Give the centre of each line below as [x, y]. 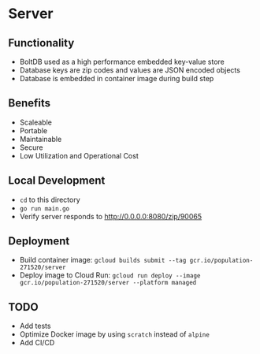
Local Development [57, 181]
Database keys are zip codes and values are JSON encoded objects [130, 70]
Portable [33, 130]
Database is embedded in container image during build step [117, 78]
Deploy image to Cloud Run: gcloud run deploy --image [110, 275]
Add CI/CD [37, 343]
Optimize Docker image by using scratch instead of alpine [115, 334]
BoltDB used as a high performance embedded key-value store [122, 61]
